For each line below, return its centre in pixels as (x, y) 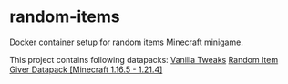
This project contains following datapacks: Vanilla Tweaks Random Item (144, 59)
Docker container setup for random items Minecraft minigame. (126, 42)
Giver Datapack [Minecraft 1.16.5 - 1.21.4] (86, 69)
